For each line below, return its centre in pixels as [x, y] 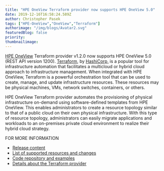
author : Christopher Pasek [33, 19]
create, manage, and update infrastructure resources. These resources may [82, 82]
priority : [15, 38]
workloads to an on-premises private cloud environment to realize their [77, 123]
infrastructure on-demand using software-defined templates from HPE [77, 102]
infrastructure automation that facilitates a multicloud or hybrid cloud [75, 66]
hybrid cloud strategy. [28, 128]
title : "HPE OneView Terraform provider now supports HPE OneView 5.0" [80, 10]
